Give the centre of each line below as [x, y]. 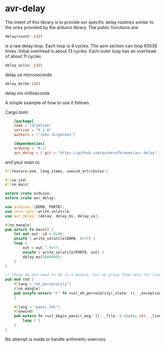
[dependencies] [29, 144]
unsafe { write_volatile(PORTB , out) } [64, 252]
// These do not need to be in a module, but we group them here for [78, 275]
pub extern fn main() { [29, 230]
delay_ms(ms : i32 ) [23, 84]
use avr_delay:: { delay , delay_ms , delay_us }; [52, 216]
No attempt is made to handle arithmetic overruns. [56, 339]
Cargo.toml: [17, 112]
